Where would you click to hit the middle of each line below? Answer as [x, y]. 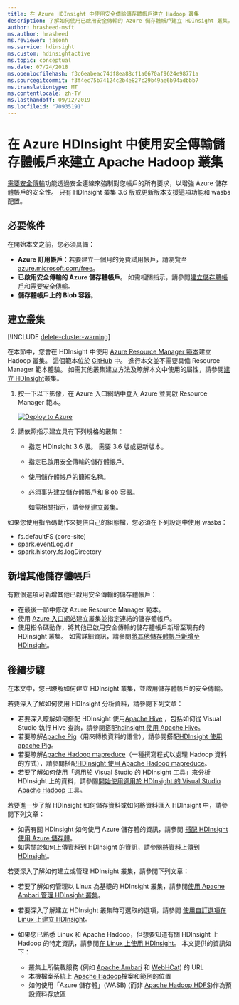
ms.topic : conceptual [39, 61]
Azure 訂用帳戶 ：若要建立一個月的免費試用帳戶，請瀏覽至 [102, 259]
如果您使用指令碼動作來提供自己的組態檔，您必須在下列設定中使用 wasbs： [117, 522]
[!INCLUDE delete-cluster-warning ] [59, 337]
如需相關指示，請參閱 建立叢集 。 [75, 507]
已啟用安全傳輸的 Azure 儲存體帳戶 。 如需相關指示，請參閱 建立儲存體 [119, 277]
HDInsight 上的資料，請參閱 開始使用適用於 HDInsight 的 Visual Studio [119, 781]
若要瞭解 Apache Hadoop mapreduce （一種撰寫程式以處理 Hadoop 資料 [122, 754]
